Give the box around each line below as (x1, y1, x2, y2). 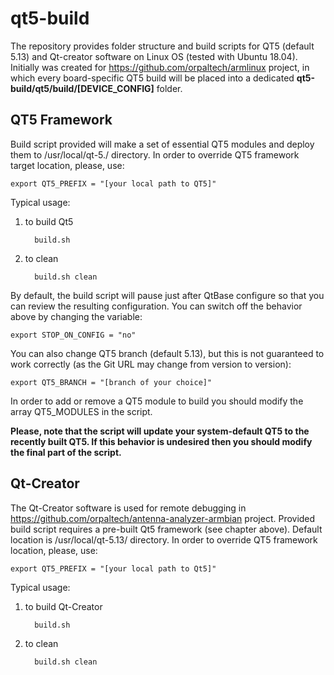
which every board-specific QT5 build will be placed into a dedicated (10, 72, 295, 84)
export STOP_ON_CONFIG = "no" (10, 330, 137, 340)
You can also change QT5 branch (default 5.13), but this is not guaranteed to (10, 347, 325, 359)
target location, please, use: (10, 159, 125, 171)
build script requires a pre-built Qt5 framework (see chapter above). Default (10, 523, 323, 535)
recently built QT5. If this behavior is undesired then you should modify (10, 435, 313, 447)
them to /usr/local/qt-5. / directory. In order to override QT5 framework (10, 148, 300, 161)
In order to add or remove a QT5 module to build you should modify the (10, 395, 304, 407)
